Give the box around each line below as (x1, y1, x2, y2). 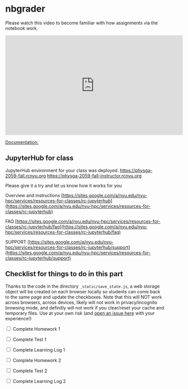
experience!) (5, 315, 32, 322)
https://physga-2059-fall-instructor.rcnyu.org (47, 173, 142, 179)
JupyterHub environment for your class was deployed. (5, 167, 119, 173)
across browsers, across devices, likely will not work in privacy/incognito (5, 299, 158, 305)
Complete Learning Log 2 (12, 378, 66, 384)
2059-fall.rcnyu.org (5, 173, 46, 179)
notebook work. (5, 25, 39, 31)
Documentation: (5, 139, 39, 145)
